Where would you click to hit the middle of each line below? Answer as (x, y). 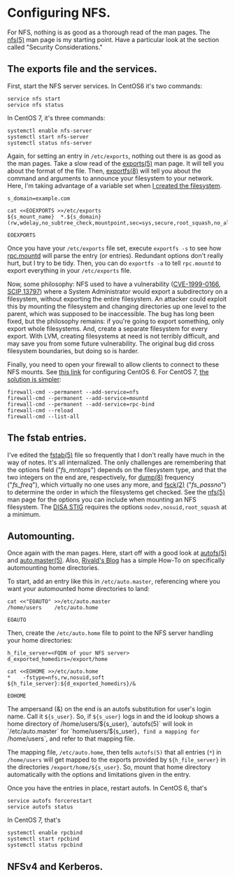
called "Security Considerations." (55, 47)
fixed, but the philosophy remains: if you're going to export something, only (116, 321)
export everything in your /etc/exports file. (69, 270)
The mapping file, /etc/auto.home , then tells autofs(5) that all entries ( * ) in (114, 753)
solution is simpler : (34, 379)
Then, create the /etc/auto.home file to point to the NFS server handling (110, 633)
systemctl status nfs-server (50, 143)
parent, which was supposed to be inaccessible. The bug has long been (111, 313)
